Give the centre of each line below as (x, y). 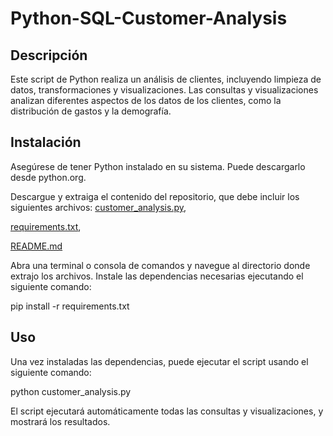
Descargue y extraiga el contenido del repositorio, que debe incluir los (155, 196)
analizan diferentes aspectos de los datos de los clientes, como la (146, 100)
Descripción (49, 55)
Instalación (46, 142)
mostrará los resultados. (60, 421)
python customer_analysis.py (71, 391)
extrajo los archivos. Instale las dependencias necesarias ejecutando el (157, 276)
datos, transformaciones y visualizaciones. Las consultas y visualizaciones (164, 90)
